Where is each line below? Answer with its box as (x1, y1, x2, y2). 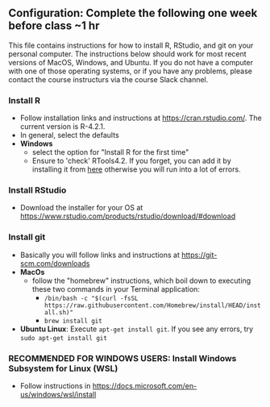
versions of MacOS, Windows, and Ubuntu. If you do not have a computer (8, 57, 254, 67)
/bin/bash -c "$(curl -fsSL (44, 294, 139, 302)
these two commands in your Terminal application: (31, 284, 200, 293)
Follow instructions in (19, 381, 91, 390)
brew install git (44, 317, 102, 325)
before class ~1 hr (8, 19, 100, 33)
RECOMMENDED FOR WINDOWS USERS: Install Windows (8, 352, 237, 363)
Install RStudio (8, 185, 67, 196)
